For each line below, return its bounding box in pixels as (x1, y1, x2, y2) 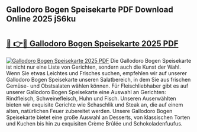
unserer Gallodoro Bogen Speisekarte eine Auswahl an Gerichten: (6, 89, 166, 95)
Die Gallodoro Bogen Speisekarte (110, 57, 192, 64)
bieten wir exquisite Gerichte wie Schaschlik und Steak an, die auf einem (6, 101, 183, 108)
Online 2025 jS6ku (6, 14, 76, 24)
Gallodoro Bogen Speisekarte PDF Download (6, 5, 173, 15)
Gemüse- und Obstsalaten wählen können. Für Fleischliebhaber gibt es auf (6, 82, 189, 89)
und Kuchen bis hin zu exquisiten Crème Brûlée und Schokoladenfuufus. (6, 120, 183, 127)
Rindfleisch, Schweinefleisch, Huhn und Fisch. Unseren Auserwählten (6, 95, 176, 102)
